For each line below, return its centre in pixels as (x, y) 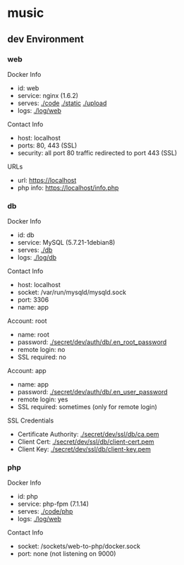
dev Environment (46, 39)
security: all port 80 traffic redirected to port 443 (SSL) (97, 152)
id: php (28, 497)
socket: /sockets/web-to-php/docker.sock (79, 546)
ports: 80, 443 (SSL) (47, 145)
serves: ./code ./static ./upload (62, 103)
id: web (28, 88)
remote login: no (41, 350)
